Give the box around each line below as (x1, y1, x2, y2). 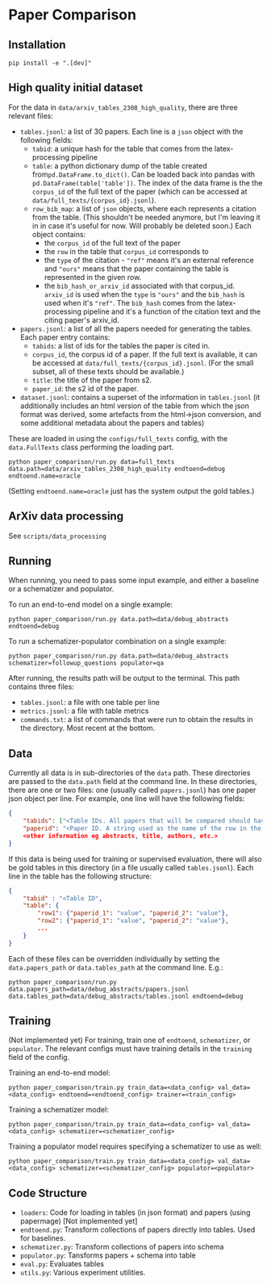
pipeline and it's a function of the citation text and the (83, 307, 261, 316)
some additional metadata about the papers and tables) (19, 418, 205, 428)
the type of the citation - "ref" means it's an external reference (44, 255, 254, 265)
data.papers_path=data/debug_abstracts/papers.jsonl (8, 985, 190, 993)
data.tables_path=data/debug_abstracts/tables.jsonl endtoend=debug (8, 992, 244, 1000)
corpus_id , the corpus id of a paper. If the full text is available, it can (31, 349, 258, 359)
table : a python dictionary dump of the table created (31, 161, 207, 170)
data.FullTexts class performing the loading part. (8, 442, 174, 452)
